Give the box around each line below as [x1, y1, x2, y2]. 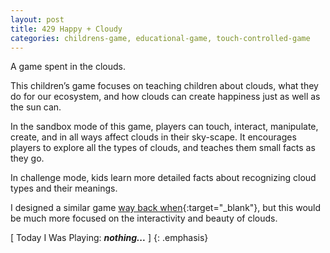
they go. [10, 152, 45, 165]
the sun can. [10, 101, 62, 113]
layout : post [10, 14, 65, 25]
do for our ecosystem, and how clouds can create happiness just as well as [10, 91, 321, 103]
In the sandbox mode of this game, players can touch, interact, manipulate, [10, 121, 319, 133]
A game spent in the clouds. [10, 61, 126, 73]
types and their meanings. [10, 182, 118, 195]
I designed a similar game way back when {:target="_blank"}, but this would [10, 202, 322, 214]
